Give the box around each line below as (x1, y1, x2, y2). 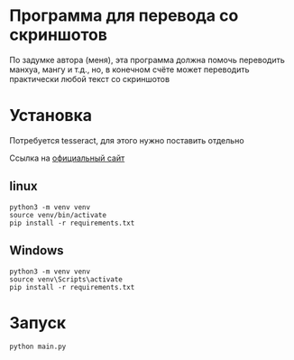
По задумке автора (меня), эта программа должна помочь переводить (9, 54, 286, 65)
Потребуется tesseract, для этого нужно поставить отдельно (9, 134, 245, 145)
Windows (9, 243, 64, 258)
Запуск (9, 312, 67, 333)
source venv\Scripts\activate (9, 274, 124, 284)
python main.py (9, 342, 67, 352)
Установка (9, 106, 93, 126)
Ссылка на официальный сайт (9, 152, 125, 163)
